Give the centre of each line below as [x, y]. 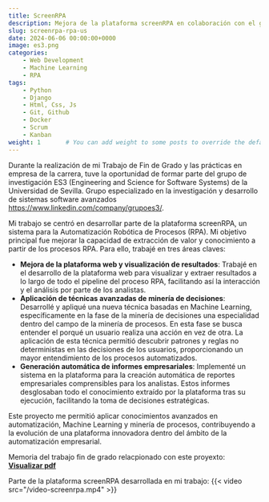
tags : [17, 82]
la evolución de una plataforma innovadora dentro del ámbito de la [118, 432]
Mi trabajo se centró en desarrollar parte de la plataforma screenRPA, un [128, 223]
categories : [28, 53]
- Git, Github [46, 113]
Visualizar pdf [32, 465]
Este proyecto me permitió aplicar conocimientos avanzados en [113, 416]
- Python [37, 90]
